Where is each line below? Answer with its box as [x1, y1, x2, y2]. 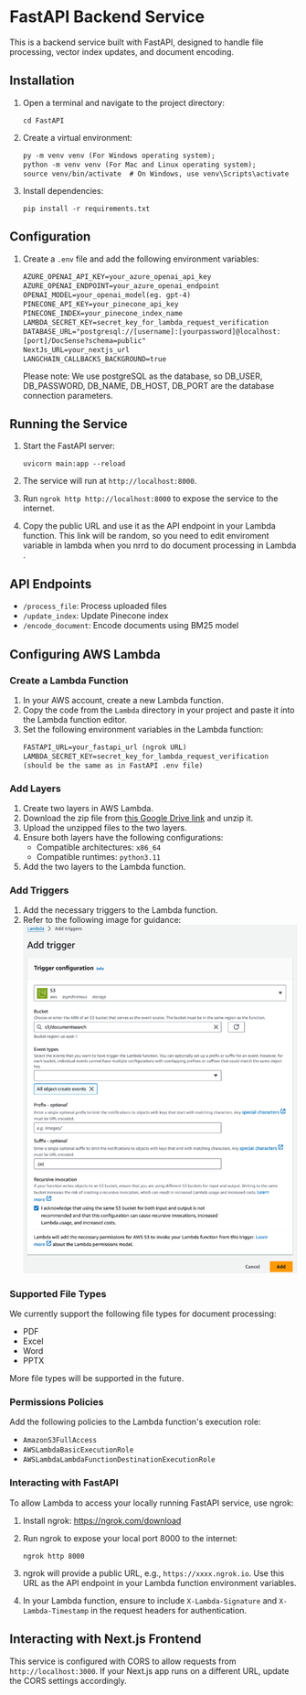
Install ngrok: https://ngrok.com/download [22, 1515, 182, 1526]
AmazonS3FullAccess [22, 1436, 98, 1445]
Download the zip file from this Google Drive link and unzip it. [22, 812, 254, 824]
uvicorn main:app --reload [22, 459, 126, 468]
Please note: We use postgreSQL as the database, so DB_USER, [22, 370, 263, 381]
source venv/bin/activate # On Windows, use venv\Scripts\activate [22, 169, 290, 178]
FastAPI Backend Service [9, 6, 206, 27]
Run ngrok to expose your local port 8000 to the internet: [22, 1532, 238, 1543]
